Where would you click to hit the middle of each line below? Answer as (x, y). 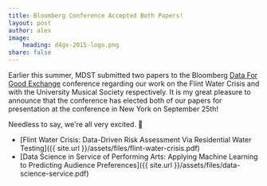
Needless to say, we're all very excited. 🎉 (76, 124)
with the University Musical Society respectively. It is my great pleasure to (130, 92)
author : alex (30, 30)
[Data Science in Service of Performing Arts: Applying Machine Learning (139, 157)
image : (19, 38)
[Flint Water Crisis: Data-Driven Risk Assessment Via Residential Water (136, 139)
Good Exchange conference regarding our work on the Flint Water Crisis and (134, 83)
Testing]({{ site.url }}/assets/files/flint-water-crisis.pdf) (110, 148)
